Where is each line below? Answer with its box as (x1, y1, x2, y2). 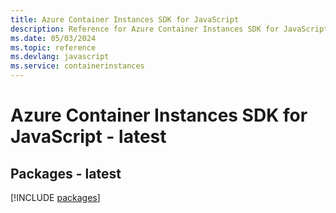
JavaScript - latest (10, 126, 167, 148)
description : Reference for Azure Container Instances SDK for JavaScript (10, 24, 329, 34)
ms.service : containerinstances (10, 61, 145, 71)
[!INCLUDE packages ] (10, 192, 101, 203)
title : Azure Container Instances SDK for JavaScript (10, 14, 240, 25)
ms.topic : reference (10, 42, 97, 53)
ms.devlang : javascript (10, 52, 110, 62)
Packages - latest (10, 165, 122, 182)
